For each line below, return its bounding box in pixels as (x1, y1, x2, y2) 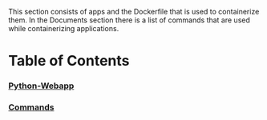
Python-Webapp (8, 80, 75, 91)
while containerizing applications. (8, 24, 119, 33)
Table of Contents (8, 52, 130, 70)
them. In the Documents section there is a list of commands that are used (8, 15, 251, 25)
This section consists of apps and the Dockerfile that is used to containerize (8, 7, 260, 16)
